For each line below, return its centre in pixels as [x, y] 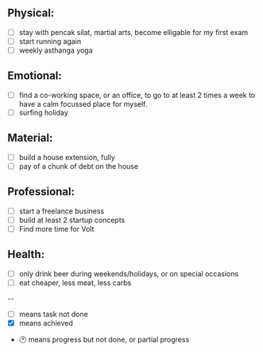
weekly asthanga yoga [56, 50]
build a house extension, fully [67, 157]
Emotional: [35, 76]
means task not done [53, 314]
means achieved [46, 323]
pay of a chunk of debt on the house [79, 166]
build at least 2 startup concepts [72, 220]
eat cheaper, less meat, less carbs [75, 283]
